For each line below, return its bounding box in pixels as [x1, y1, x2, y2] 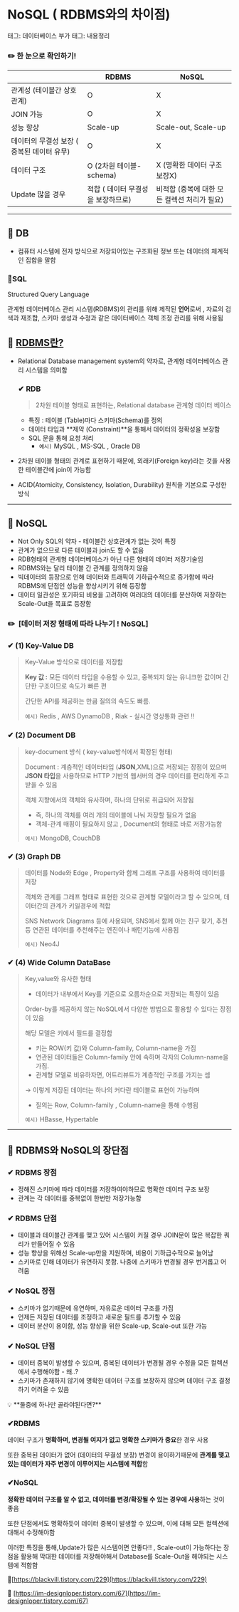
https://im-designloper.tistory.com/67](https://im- [15, 1589, 161, 1597]
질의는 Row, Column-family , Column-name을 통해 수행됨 [35, 1101, 199, 1109]
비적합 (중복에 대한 [156, 184, 216, 194]
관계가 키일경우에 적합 [49, 901, 111, 910]
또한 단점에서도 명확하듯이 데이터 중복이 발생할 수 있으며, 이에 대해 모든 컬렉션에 [7, 1519, 230, 1527]
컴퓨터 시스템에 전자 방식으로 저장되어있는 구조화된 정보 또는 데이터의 [17, 247, 210, 256]
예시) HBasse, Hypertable [24, 1115, 99, 1124]
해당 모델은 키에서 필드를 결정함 [24, 1029, 112, 1037]
